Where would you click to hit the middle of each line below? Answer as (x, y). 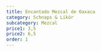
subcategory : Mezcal (32, 23)
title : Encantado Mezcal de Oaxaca (51, 12)
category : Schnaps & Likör (40, 17)
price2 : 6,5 (21, 34)
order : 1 (17, 39)
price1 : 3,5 (21, 28)
